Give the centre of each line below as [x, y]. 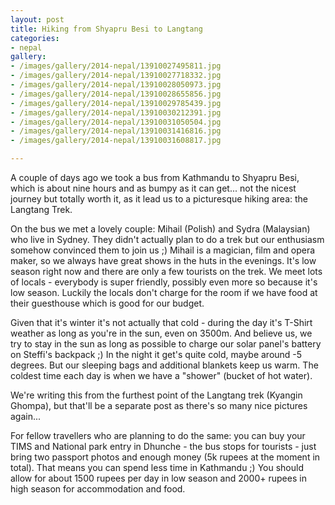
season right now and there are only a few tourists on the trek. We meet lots [166, 271]
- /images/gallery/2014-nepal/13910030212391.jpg [116, 112]
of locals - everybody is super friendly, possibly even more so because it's [164, 282]
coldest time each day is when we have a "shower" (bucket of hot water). [161, 375]
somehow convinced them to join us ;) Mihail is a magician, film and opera [163, 250]
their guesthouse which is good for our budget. [107, 303]
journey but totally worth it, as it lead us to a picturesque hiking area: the [159, 199]
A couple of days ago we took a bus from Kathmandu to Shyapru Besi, [155, 177]
